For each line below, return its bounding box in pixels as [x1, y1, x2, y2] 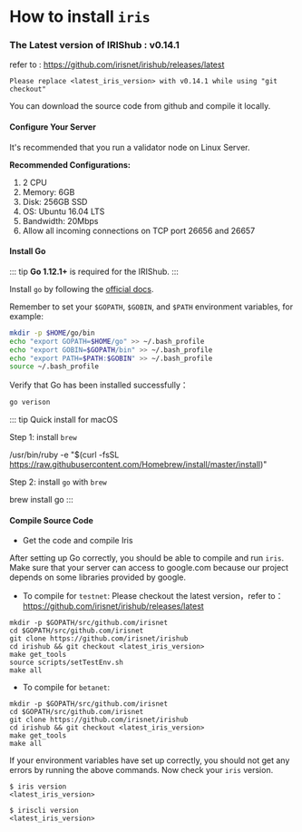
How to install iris [9, 6, 151, 27]
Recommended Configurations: [9, 159, 132, 170]
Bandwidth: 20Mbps [22, 215, 99, 226]
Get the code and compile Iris [22, 535, 133, 546]
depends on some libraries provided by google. [9, 572, 187, 582]
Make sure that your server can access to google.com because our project [9, 563, 288, 573]
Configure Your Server [9, 122, 97, 132]
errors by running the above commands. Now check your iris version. [9, 765, 274, 776]
